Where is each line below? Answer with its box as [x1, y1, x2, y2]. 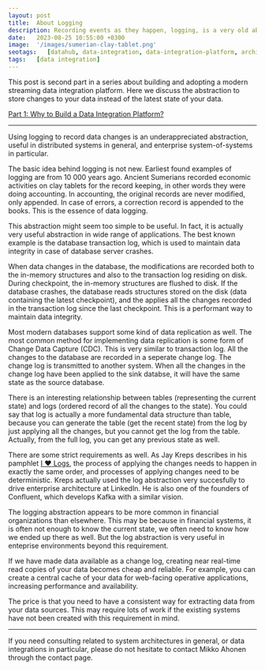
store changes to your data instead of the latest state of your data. [8, 94, 223, 103]
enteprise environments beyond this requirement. [8, 541, 169, 550]
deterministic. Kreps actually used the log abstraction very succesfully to [8, 475, 246, 485]
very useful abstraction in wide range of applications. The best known [8, 230, 236, 239]
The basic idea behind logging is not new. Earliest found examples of [8, 163, 233, 174]
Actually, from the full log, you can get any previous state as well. [8, 435, 220, 444]
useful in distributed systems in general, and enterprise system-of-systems [8, 140, 253, 150]
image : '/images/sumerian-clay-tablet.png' [8, 41, 157, 49]
